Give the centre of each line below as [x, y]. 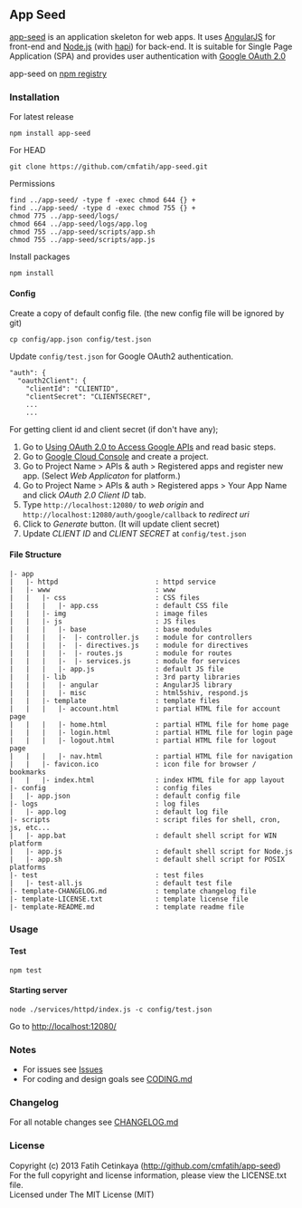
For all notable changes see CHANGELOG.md [94, 1122]
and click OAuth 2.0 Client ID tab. [84, 495]
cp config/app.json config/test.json [80, 340]
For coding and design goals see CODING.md [107, 1079]
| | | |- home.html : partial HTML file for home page [149, 724]
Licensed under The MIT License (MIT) [82, 1194]
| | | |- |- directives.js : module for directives [129, 645]
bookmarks [28, 772]
